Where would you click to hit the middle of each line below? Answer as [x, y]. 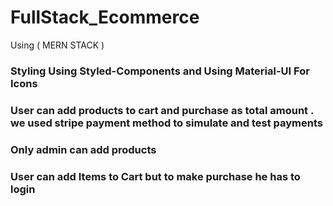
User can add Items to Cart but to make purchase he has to [155, 176]
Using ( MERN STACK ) [57, 45]
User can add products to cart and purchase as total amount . [162, 110]
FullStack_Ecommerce [105, 17]
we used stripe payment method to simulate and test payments [166, 123]
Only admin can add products [83, 149]
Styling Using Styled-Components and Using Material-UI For [160, 71]
